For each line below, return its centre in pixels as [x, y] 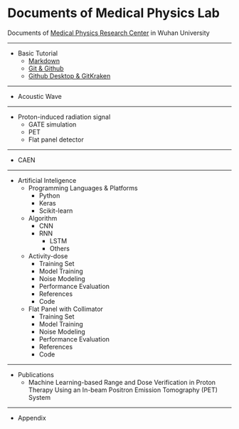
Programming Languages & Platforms [83, 188]
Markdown [44, 60]
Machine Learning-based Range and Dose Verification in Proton [122, 382]
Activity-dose [48, 256]
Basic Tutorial [38, 53]
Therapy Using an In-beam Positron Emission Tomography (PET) [123, 390]
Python [49, 195]
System [39, 397]
